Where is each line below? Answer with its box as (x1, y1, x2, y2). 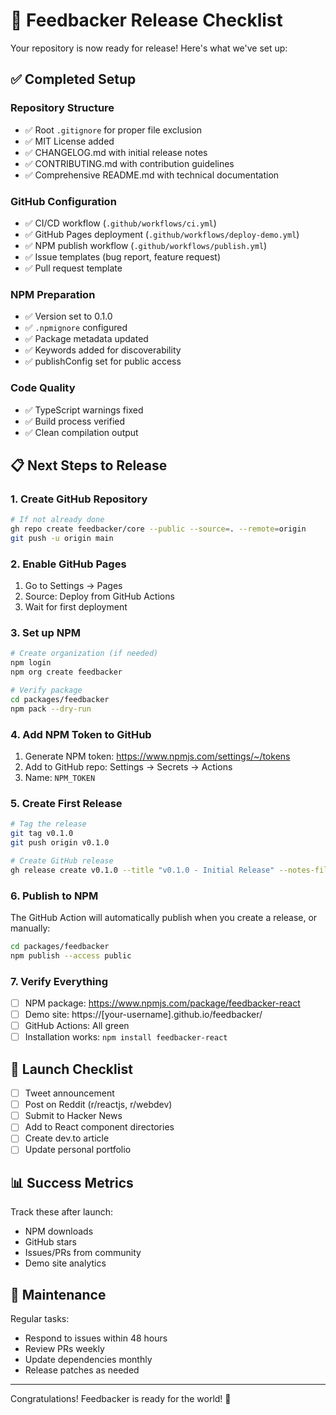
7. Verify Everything (10, 974, 109, 988)
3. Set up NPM (10, 626, 82, 640)
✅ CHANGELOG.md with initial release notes (24, 146, 208, 158)
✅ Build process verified (24, 415, 126, 427)
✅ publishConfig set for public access (24, 355, 182, 368)
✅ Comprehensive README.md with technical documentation (24, 169, 280, 181)
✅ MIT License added (24, 135, 115, 147)
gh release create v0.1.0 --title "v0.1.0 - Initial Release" (10, 865, 275, 875)
